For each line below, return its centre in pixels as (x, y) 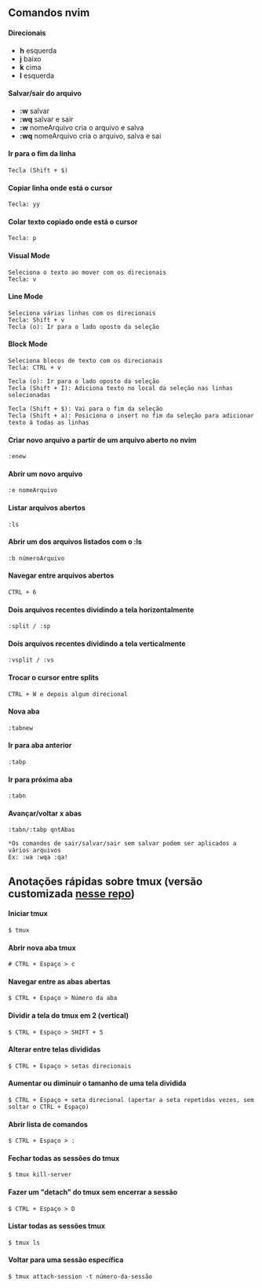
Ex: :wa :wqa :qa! (38, 857)
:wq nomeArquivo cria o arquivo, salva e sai (90, 136)
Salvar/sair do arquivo (45, 93)
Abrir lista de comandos (48, 1124)
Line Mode (25, 297)
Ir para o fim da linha (42, 154)
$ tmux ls (24, 1242)
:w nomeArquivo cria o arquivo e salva (82, 127)
